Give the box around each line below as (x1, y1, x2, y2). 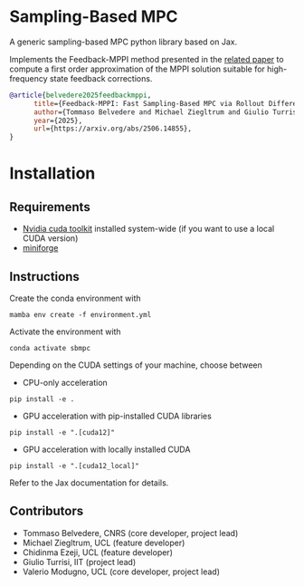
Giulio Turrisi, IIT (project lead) (22, 556, 137, 567)
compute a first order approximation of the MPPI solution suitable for (9, 63, 265, 74)
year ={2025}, (33, 116, 83, 125)
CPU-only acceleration (22, 378, 109, 388)
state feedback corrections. (49, 72, 153, 83)
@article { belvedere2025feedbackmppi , (9, 91, 152, 100)
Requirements (9, 199, 90, 215)
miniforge (22, 243, 59, 254)
